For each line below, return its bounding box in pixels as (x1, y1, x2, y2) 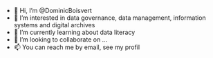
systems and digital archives (13, 21, 95, 29)
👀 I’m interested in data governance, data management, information (13, 14, 206, 22)
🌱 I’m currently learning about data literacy (13, 28, 136, 36)
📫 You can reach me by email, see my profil (13, 43, 140, 51)
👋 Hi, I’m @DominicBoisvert (13, 7, 92, 14)
